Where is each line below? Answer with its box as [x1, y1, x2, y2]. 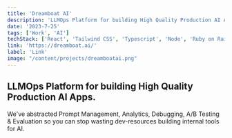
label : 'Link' [7, 49, 48, 56]
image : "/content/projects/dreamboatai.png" [7, 55, 137, 62]
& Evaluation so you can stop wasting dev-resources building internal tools [7, 117, 220, 125]
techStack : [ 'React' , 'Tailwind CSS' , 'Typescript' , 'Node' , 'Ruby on [7, 36, 215, 43]
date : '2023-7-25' [7, 23, 60, 30]
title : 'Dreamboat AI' [7, 10, 72, 17]
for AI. [7, 124, 25, 132]
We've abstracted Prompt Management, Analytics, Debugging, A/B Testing [7, 110, 220, 118]
